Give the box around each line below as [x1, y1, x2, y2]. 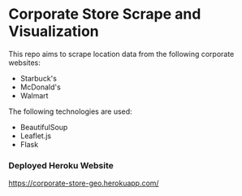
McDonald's [19, 82, 61, 92]
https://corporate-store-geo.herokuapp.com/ [8, 178, 160, 188]
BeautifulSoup [19, 122, 68, 132]
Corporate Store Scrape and [8, 5, 201, 24]
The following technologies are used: [8, 107, 132, 116]
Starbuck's [19, 73, 57, 83]
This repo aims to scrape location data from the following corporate [8, 49, 235, 59]
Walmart [19, 90, 49, 100]
